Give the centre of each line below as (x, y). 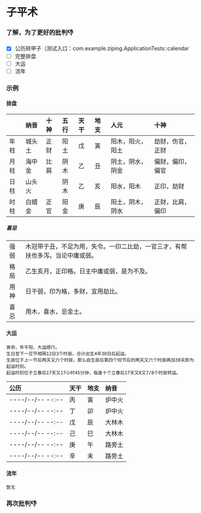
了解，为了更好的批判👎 (40, 32)
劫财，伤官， (172, 141)
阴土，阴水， (129, 161)
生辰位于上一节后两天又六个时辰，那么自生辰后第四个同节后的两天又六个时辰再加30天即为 (100, 360)
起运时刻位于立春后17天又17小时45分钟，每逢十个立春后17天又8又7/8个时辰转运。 (94, 373)
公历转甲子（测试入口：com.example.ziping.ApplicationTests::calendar (102, 48)
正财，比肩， (172, 202)
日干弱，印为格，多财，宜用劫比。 (73, 291)
